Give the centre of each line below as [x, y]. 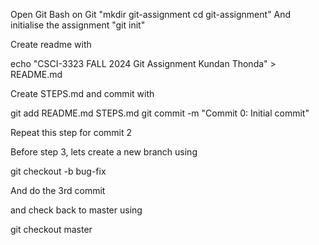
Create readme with [51, 44]
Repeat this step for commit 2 [71, 132]
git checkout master [51, 229]
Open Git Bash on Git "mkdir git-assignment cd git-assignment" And [151, 14]
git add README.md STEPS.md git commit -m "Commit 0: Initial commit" [160, 113]
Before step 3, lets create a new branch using [104, 152]
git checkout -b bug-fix [58, 171]
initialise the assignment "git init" [78, 25]
